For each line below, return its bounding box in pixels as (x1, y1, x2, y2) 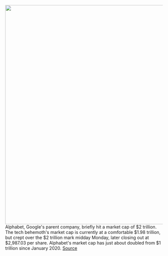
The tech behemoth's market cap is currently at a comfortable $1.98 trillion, (5, 229, 161, 235)
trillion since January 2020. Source (5, 245, 77, 251)
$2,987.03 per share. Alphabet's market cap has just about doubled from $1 (5, 240, 161, 245)
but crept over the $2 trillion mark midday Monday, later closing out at (5, 234, 149, 240)
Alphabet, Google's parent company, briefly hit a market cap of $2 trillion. (5, 224, 157, 230)
